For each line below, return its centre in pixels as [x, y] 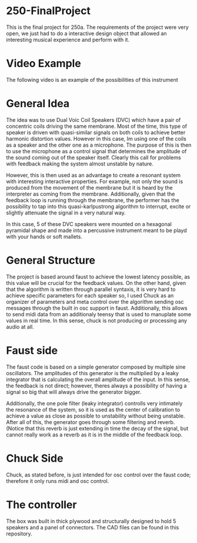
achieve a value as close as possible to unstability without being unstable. [96, 416]
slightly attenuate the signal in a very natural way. [66, 213]
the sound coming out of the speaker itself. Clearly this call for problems [94, 157]
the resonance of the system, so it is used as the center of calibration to [93, 409]
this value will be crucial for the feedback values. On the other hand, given [96, 283]
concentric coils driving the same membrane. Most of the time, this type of [97, 126]
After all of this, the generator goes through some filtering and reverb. [91, 422]
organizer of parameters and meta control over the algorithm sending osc [95, 302]
